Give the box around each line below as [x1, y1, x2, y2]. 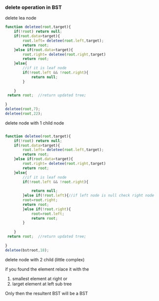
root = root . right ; [23, 198, 58, 202]
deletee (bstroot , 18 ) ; [5, 248, 49, 252]
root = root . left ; [31, 211, 65, 216]
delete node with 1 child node [5, 120, 65, 126]
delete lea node [5, 15, 37, 21]
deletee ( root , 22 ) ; [5, 111, 43, 116]
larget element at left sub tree [12, 281, 72, 287]
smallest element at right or [12, 276, 68, 281]
